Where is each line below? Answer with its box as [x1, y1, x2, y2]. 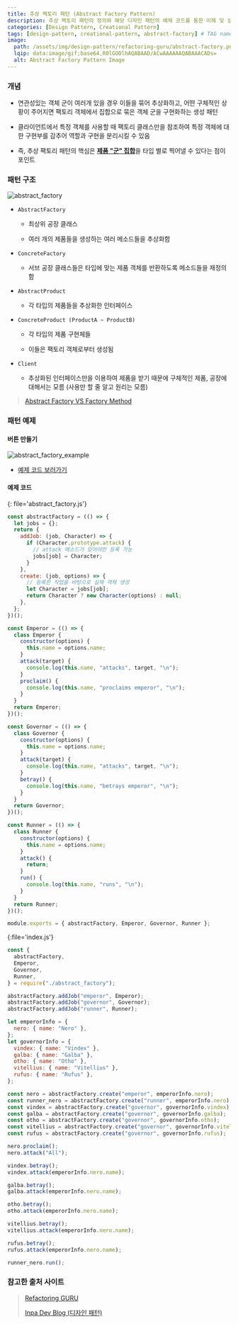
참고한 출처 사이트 [7, 1277, 65, 1287]
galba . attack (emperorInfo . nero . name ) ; [7, 1188, 122, 1195]
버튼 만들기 [7, 434, 38, 443]
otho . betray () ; [7, 1201, 52, 1208]
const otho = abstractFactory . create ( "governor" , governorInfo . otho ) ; [7, 1117, 220, 1124]
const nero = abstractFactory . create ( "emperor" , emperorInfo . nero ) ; [7, 1090, 214, 1097]
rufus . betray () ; [7, 1240, 55, 1247]
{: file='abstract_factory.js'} [7, 499, 87, 507]
